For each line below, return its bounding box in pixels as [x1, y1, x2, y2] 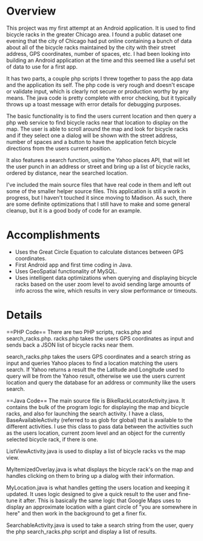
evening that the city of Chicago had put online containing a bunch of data [6, 37, 192, 44]
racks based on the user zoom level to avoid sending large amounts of [15, 281, 191, 288]
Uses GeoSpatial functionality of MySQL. [15, 267, 118, 274]
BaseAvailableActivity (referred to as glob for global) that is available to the [6, 416, 193, 423]
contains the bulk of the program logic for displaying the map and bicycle [6, 403, 189, 410]
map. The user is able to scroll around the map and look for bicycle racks [6, 125, 188, 132]
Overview [6, 4, 56, 18]
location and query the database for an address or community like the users [6, 378, 196, 386]
